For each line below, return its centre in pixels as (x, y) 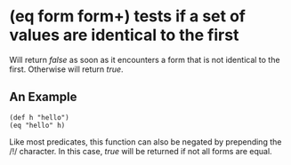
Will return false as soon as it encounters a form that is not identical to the (145, 59)
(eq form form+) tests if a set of (128, 16)
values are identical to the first (124, 35)
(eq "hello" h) (37, 125)
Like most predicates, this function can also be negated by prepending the (145, 141)
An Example (43, 97)
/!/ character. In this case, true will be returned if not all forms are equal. (141, 151)
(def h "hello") (39, 117)
